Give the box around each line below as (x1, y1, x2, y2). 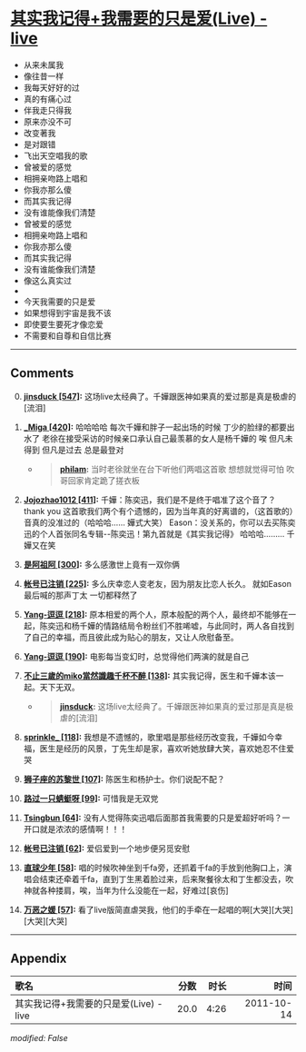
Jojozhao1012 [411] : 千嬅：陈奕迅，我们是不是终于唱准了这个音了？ (23, 494, 276, 505)
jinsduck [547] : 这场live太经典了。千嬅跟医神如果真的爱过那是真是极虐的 (23, 391, 297, 402)
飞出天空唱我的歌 (23, 150, 88, 161)
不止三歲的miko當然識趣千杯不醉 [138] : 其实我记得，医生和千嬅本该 (23, 670, 276, 681)
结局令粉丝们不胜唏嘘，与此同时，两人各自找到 (118, 620, 294, 631)
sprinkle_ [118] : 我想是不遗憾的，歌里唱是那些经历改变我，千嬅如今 (23, 731, 275, 742)
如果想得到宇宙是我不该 (23, 307, 112, 318)
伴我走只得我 (23, 104, 72, 115)
